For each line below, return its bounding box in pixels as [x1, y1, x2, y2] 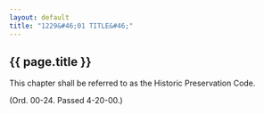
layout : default [9, 12, 70, 22]
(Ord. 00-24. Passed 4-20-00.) [9, 95, 123, 106]
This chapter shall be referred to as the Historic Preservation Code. [9, 77, 256, 89]
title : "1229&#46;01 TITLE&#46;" [9, 21, 134, 30]
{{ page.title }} [9, 54, 92, 69]
